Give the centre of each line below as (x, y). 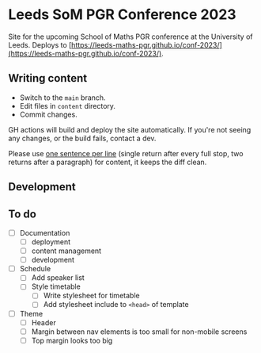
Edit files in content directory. (68, 106)
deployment (51, 242)
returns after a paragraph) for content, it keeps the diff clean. (108, 162)
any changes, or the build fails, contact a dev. (82, 138)
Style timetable (56, 286)
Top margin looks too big (72, 340)
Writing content (48, 78)
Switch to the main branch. (62, 98)
